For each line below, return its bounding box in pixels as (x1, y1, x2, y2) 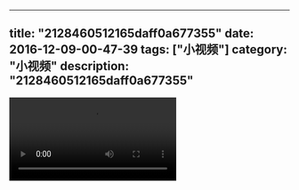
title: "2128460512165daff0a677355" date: (9, 26, 255, 41)
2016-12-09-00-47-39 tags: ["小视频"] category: (9, 42, 287, 58)
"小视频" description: (9, 59, 129, 74)
